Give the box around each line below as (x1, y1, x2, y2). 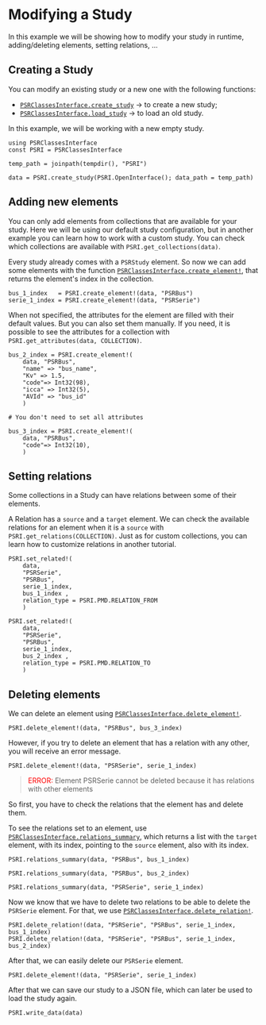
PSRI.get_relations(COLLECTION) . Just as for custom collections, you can (8, 531, 248, 541)
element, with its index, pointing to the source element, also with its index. (8, 840, 249, 850)
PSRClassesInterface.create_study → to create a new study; (19, 99, 218, 109)
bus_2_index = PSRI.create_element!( (8, 351, 133, 359)
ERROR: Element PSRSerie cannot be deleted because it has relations (27, 776, 255, 785)
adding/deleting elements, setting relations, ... (8, 40, 159, 49)
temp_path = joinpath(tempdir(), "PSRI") (8, 160, 148, 168)
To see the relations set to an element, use (8, 823, 148, 833)
